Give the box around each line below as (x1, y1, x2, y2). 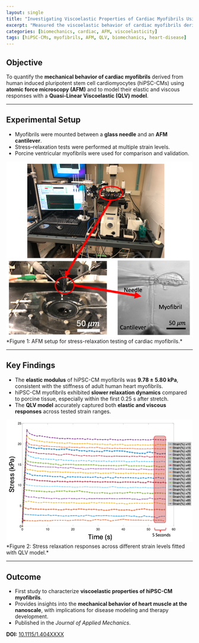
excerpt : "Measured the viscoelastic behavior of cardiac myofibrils (6, 22, 182, 28)
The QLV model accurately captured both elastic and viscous (14, 401, 166, 408)
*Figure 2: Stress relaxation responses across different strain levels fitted (6, 543, 185, 550)
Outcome (6, 572, 41, 582)
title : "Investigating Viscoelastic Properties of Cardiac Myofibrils (6, 15, 184, 22)
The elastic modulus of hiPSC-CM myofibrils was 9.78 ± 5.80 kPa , (14, 376, 179, 383)
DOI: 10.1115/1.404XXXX (6, 631, 64, 638)
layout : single (6, 10, 44, 15)
